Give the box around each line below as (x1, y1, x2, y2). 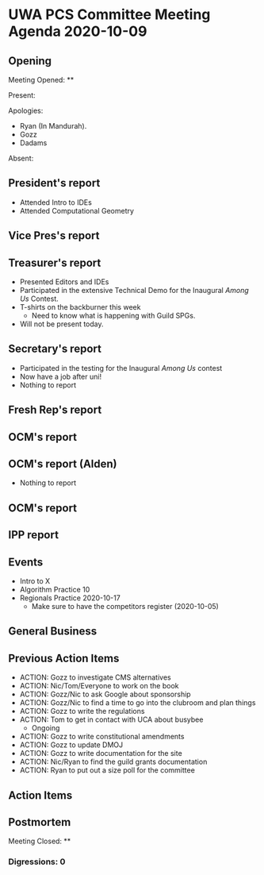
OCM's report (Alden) (8, 457, 117, 470)
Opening (8, 54, 52, 67)
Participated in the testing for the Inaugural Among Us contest (19, 363, 223, 372)
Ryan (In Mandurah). (19, 121, 87, 130)
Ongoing (31, 723, 60, 733)
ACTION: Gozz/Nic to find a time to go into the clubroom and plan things (19, 698, 256, 707)
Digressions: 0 (8, 856, 66, 867)
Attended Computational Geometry (19, 206, 135, 215)
